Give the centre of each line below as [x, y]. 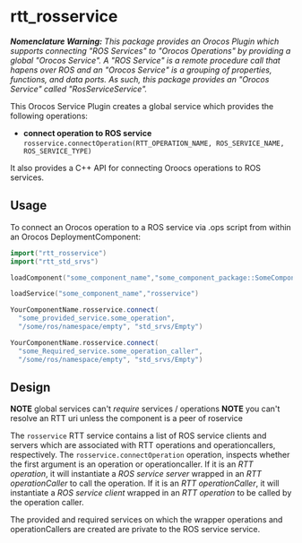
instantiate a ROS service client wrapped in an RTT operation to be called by [151, 493]
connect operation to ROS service [87, 133]
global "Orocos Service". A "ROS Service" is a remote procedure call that [145, 60]
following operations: [49, 116]
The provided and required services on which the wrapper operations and [147, 520]
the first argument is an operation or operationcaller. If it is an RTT [132, 464]
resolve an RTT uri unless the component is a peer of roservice [126, 418]
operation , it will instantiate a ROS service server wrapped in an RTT [136, 474]
